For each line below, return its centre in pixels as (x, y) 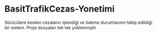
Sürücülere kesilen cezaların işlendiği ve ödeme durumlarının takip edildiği (78, 22)
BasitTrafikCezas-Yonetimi (60, 9)
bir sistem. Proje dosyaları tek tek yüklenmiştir (50, 27)
